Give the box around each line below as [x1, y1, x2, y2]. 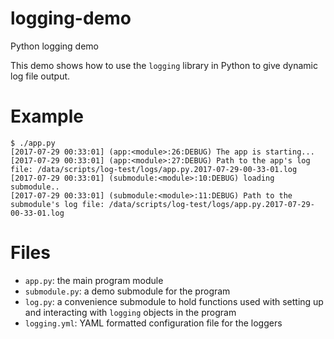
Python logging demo [10, 40, 100, 52]
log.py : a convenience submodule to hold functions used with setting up [24, 295, 324, 307]
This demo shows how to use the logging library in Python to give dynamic [10, 59, 318, 71]
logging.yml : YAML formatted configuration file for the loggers [24, 317, 283, 329]
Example [10, 105, 84, 128]
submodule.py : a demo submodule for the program [24, 285, 231, 297]
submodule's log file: [10, 199, 105, 209]
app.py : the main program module [24, 274, 164, 286]
